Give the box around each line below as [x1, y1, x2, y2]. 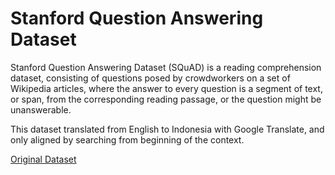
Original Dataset [10, 153, 77, 165]
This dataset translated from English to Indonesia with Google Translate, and [10, 123, 325, 135]
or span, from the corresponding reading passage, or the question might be [10, 93, 322, 105]
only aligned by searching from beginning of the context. [10, 133, 245, 146]
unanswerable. [10, 103, 72, 116]
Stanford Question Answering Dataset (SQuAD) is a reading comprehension [10, 61, 322, 73]
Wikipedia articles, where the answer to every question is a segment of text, [10, 82, 323, 94]
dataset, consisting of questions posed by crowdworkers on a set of [10, 72, 291, 84]
